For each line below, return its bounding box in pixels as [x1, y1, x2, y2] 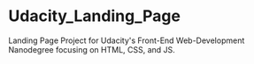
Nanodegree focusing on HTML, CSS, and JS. [8, 44, 176, 54]
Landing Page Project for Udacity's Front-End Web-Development [8, 35, 245, 46]
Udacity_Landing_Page [8, 6, 181, 26]
